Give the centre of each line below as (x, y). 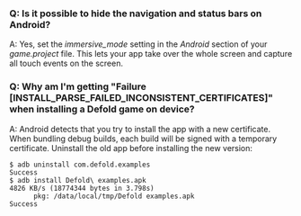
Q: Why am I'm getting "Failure (78, 86)
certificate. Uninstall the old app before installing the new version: (131, 148)
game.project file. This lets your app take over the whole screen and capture (151, 54)
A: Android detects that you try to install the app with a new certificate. (140, 129)
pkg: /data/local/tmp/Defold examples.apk (114, 196)
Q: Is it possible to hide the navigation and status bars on (136, 13)
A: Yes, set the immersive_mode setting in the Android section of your (138, 44)
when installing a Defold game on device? (102, 109)
